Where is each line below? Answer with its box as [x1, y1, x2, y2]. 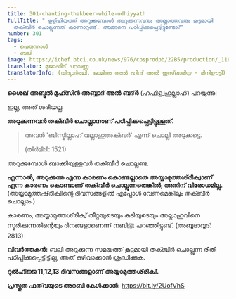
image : [7, 56, 27, 63]
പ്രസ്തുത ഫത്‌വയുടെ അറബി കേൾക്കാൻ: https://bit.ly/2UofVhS [7, 281, 185, 289]
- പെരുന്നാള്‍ [13, 43, 48, 50]
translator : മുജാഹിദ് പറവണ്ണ [7, 63, 89, 70]
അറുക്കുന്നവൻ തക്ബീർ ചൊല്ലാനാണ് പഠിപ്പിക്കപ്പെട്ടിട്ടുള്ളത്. [7, 117, 174, 125]
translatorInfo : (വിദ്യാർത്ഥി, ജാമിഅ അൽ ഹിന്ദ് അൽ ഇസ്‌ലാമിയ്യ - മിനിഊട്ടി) [7, 69, 226, 76]
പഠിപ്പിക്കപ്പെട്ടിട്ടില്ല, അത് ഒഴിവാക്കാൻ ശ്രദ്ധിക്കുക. [7, 253, 145, 261]
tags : [7, 37, 23, 44]
